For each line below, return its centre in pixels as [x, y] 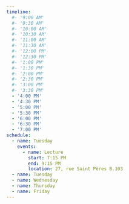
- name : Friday [31, 191]
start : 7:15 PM [47, 158]
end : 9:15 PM [45, 164]
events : [27, 146]
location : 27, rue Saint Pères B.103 [75, 169]
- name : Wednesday [35, 180]
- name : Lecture [43, 152]
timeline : [19, 12]
